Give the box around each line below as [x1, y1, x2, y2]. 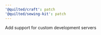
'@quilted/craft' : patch [5, 7, 55, 12]
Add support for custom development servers [5, 24, 97, 30]
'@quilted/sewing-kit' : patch [5, 12, 67, 16]
